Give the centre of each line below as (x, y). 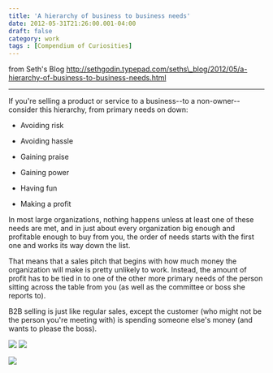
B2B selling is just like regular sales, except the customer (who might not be (135, 311)
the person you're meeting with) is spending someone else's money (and (131, 320)
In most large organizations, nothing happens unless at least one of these (131, 220)
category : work (34, 39)
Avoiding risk (42, 126)
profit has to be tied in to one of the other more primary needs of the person (136, 279)
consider (23, 109)
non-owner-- (219, 101)
